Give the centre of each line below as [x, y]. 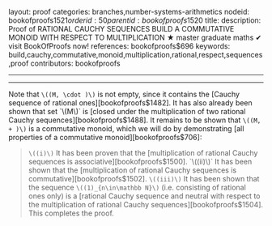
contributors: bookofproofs [75, 63]
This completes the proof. [71, 213]
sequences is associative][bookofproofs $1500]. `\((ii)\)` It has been [140, 162]
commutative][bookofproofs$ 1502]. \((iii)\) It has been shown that [144, 179]
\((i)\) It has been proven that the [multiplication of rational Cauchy [143, 153]
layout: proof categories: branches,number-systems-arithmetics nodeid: [129, 12]
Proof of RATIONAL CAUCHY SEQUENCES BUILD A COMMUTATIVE [121, 29]
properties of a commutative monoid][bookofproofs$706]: [105, 137]
